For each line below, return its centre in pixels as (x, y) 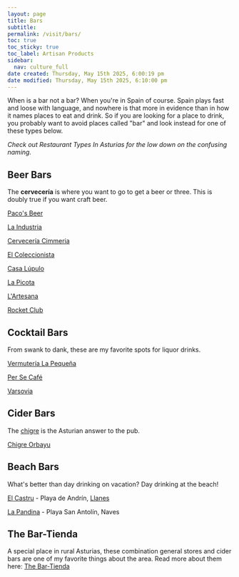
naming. (20, 152)
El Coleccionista (31, 255)
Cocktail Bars (38, 332)
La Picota (21, 282)
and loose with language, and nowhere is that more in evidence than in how (118, 108)
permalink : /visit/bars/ (44, 34)
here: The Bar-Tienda (39, 566)
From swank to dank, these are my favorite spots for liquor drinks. (104, 349)
